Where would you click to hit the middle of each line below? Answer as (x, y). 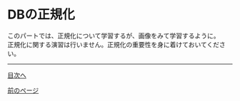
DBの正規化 (41, 15)
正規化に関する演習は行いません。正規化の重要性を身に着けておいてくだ (114, 44)
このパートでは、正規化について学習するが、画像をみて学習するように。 (114, 36)
